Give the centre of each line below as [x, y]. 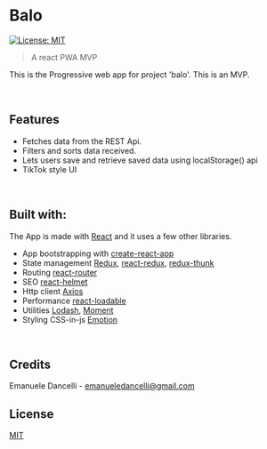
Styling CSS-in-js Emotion [70, 319]
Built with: [38, 215]
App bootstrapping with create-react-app [98, 253]
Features [34, 120]
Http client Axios [53, 291]
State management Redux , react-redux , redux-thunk [118, 262]
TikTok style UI [49, 169]
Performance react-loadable [74, 301]
